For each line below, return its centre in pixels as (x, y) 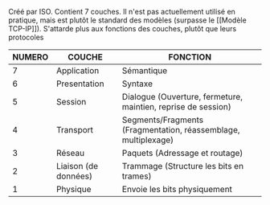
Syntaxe (137, 84)
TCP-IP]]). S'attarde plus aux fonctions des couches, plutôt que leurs (123, 29)
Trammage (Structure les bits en (182, 166)
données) (74, 176)
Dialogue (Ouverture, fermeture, (182, 97)
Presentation (80, 84)
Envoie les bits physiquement (177, 189)
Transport (75, 130)
